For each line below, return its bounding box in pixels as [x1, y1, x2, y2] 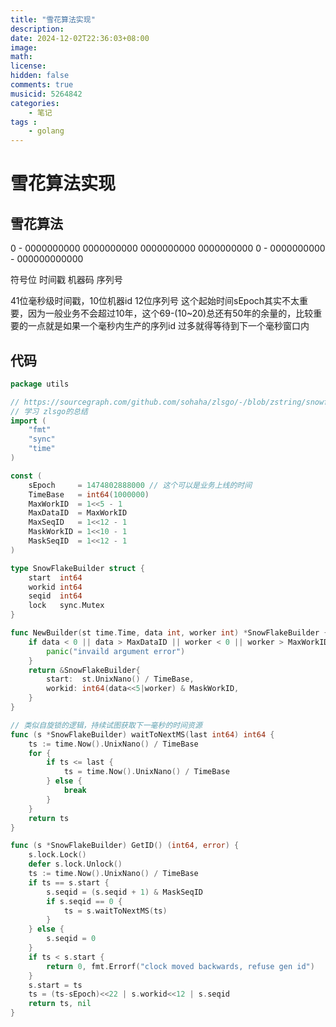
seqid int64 [28, 591, 83, 601]
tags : [10, 117, 38, 127]
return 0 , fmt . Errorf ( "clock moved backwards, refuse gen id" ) [46, 961, 315, 971]
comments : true [10, 80, 74, 90]
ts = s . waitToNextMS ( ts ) [63, 906, 168, 916]
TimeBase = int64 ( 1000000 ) [28, 489, 150, 500]
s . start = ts [28, 980, 83, 990]
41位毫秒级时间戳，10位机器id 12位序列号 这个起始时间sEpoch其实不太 [10, 295, 300, 307]
